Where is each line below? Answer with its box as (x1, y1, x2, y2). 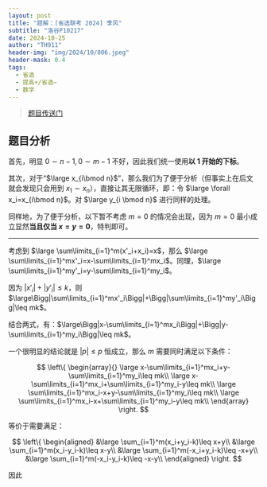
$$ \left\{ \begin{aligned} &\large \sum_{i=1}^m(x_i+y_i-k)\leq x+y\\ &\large (11, 437, 256, 446)
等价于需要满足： (8, 421, 64, 431)
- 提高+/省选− (15, 78, 57, 86)
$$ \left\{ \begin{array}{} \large (37, 362, 139, 372)
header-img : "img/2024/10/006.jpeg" (8, 49, 130, 56)
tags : (8, 64, 26, 72)
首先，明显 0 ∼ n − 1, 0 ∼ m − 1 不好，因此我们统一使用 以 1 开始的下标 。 (8, 157, 244, 166)
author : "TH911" (8, 41, 62, 49)
